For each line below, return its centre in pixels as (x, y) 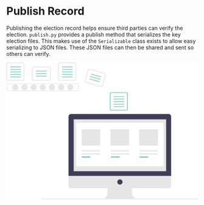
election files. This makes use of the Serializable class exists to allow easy (101, 41)
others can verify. (28, 54)
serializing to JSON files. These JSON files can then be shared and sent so (100, 47)
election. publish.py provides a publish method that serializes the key (94, 34)
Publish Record (45, 11)
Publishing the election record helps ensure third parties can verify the (95, 28)
